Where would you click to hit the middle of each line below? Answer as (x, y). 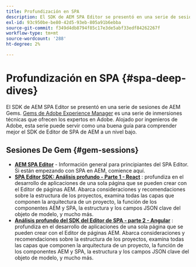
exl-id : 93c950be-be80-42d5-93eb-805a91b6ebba (64, 22)
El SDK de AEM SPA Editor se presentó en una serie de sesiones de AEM (93, 107)
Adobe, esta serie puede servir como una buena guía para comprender (91, 125)
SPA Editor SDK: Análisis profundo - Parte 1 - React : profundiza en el (99, 177)
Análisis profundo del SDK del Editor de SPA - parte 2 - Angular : (94, 220)
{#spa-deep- (154, 78)
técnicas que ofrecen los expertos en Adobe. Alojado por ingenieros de (92, 119)
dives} (22, 91)
